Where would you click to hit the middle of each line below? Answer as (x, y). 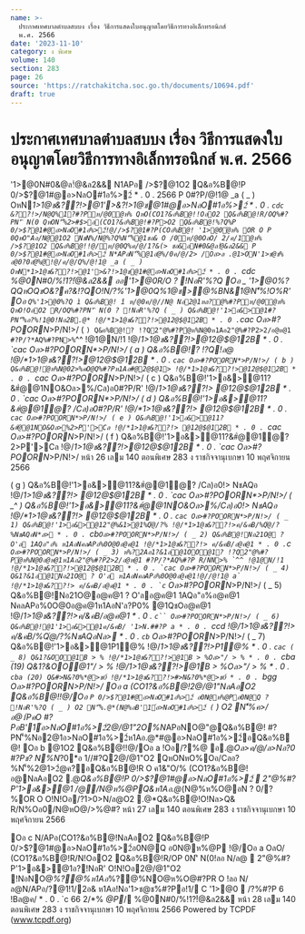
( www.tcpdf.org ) (41, 919)
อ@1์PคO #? (32, 717)
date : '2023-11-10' (47, 43)
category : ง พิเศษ (41, 52)
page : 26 (27, 77)
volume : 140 (33, 60)
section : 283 (35, 69)
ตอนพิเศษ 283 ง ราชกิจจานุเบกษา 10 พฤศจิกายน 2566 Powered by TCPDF (133, 909)
